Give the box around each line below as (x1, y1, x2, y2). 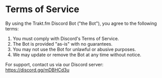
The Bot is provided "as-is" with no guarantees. (12, 41, 113, 47)
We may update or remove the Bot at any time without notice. (12, 52, 142, 58)
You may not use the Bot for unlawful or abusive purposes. (12, 46, 137, 52)
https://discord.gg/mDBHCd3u (5, 67, 70, 73)
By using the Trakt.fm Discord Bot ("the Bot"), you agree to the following (5, 20, 157, 26)
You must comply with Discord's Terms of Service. (12, 35, 119, 42)
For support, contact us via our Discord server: (5, 61, 103, 67)
